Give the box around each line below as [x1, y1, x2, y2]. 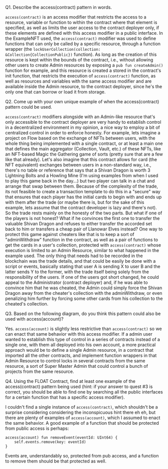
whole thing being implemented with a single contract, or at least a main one [5, 140, 163, 146]
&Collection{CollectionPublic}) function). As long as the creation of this [5, 51, 157, 57]
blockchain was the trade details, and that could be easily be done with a [5, 258, 156, 264]
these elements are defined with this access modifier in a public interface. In [5, 30, 163, 36]
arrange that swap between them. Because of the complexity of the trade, [5, 183, 158, 189]
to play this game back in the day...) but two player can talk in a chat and [5, 178, 155, 184]
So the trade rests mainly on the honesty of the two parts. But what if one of [5, 210, 162, 216]
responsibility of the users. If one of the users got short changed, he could [5, 274, 159, 280]
